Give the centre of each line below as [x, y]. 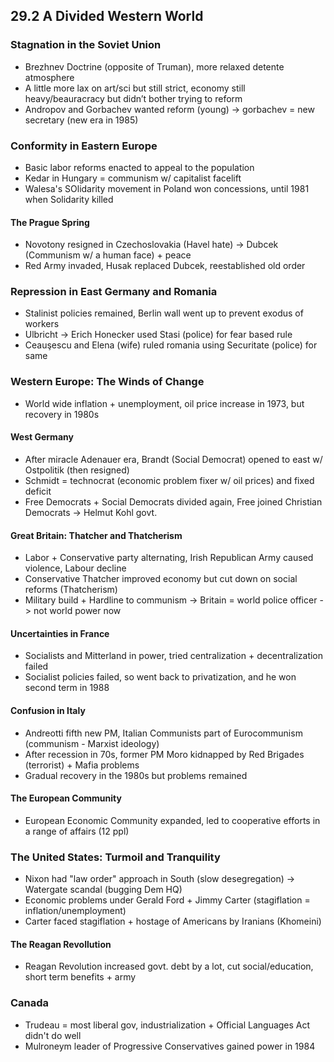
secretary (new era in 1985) [81, 120]
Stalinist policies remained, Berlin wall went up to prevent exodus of [164, 313]
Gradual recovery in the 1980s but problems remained [136, 775]
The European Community [66, 798]
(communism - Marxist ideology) [92, 743]
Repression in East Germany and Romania [114, 292]
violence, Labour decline [75, 568]
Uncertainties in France [60, 633]
